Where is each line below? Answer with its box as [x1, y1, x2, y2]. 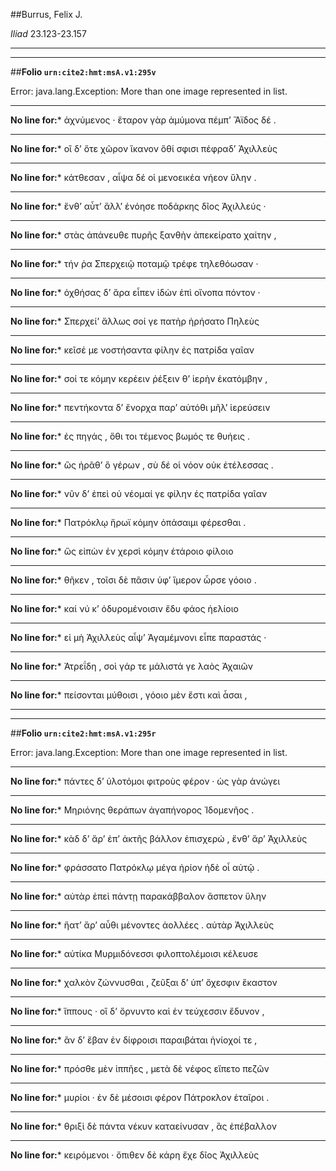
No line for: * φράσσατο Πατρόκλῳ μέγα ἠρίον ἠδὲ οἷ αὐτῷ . [10, 862, 260, 873]
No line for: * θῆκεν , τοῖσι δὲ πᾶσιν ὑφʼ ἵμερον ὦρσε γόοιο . [10, 574, 257, 586]
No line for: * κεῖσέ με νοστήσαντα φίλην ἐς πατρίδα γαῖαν [10, 344, 255, 356]
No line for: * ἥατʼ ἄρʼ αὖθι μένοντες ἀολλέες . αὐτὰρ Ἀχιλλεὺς [10, 919, 275, 931]
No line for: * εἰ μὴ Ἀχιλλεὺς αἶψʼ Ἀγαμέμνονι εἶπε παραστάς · [10, 632, 267, 643]
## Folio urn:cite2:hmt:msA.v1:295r [10, 727, 157, 739]
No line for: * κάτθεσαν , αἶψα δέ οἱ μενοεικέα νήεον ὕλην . [10, 172, 257, 183]
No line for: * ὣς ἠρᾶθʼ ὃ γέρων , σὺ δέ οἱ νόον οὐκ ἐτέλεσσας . [10, 459, 274, 471]
